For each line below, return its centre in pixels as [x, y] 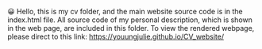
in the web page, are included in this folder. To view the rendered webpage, [131, 28]
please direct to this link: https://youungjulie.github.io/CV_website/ [116, 36]
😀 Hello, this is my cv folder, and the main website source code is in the [125, 11]
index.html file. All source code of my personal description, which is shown [130, 20]
